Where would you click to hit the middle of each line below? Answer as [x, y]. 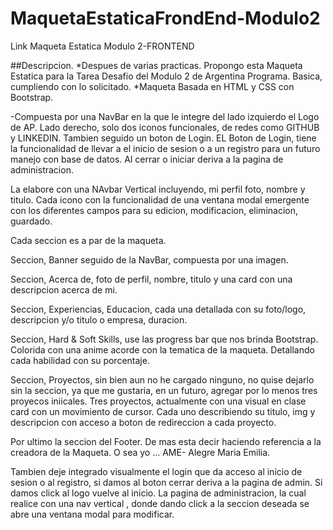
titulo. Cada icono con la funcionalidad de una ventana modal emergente [160, 199]
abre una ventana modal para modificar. [92, 514]
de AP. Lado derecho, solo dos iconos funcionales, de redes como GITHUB [165, 127]
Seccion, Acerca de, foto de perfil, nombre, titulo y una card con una [151, 279]
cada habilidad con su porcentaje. [80, 360]
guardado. [31, 221]
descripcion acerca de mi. [64, 289]
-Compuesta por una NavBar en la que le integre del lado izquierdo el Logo [165, 116]
